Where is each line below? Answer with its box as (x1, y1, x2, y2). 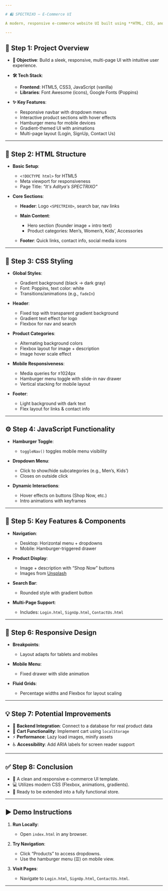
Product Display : (12, 555, 48, 561)
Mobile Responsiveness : (12, 360, 65, 367)
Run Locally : (12, 821, 39, 827)
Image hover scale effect (19, 351, 71, 357)
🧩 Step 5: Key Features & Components (5, 517, 126, 525)
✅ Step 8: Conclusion (5, 762, 73, 771)
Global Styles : (12, 270, 42, 276)
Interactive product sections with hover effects (19, 115, 116, 121)
